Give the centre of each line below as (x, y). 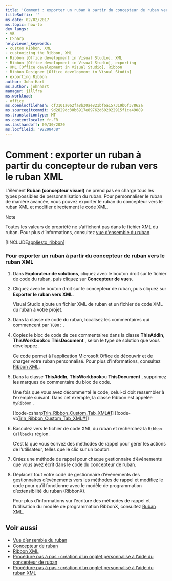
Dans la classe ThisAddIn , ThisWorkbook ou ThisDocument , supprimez (90, 376)
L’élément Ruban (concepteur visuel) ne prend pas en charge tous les (80, 191)
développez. (26, 346)
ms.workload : (19, 96)
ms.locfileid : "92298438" (33, 129)
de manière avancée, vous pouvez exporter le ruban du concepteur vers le (84, 202)
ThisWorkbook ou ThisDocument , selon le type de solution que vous (86, 340)
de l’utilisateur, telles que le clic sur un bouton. (62, 449)
